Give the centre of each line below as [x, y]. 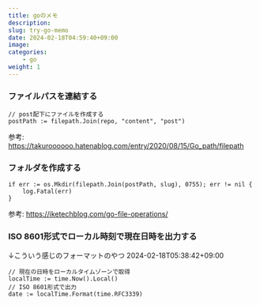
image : [19, 45]
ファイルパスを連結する [53, 96]
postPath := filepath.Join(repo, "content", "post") [97, 122]
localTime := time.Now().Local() [63, 279]
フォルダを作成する [45, 168]
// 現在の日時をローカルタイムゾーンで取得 [69, 272]
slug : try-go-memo [38, 30]
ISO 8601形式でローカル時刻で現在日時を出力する [103, 236]
